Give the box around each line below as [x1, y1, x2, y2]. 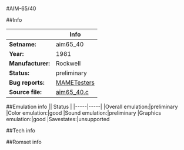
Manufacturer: [9, 59, 51, 67]
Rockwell [55, 59, 81, 67]
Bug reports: [9, 79, 45, 86]
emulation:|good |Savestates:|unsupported [6, 116, 110, 122]
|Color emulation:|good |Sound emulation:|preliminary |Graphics [6, 109, 162, 116]
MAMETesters [55, 79, 95, 86]
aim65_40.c [55, 88, 89, 96]
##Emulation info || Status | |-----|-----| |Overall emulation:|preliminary [6, 103, 178, 110]
